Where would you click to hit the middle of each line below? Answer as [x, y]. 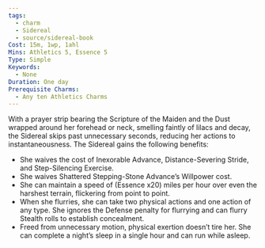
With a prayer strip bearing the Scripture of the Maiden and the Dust [119, 119]
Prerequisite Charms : [44, 89]
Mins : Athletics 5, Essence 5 [58, 52]
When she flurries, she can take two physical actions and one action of [135, 202]
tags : [17, 15]
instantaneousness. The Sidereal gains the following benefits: [108, 144]
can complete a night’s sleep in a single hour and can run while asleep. [135, 235]
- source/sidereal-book [54, 38]
